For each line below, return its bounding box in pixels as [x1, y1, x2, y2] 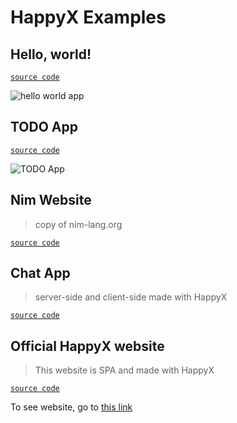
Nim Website [10, 192, 92, 209]
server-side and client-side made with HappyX [34, 291, 228, 303]
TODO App [10, 119, 79, 136]
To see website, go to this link [10, 401, 133, 413]
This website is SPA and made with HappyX [34, 364, 215, 376]
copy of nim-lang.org [34, 218, 123, 230]
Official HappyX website [10, 337, 165, 355]
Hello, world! [10, 46, 92, 63]
